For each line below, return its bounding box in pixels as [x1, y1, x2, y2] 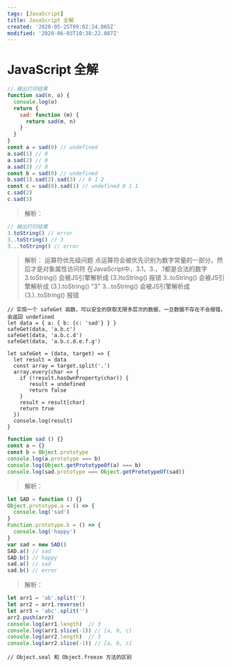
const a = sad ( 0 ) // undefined [7, 144, 98, 151]
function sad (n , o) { [7, 92, 70, 99]
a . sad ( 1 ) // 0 [7, 150, 49, 157]
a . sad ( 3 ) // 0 [7, 163, 49, 170]
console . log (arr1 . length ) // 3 [7, 621, 101, 628]
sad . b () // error [7, 567, 58, 574]
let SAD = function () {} [7, 496, 82, 503]
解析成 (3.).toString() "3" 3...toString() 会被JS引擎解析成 [30, 282, 190, 290]
